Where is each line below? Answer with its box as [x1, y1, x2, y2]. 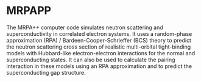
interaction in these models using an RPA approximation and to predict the [6, 62, 192, 70]
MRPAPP [6, 4, 52, 18]
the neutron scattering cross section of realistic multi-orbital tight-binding [6, 43, 191, 50]
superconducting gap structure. [6, 69, 86, 76]
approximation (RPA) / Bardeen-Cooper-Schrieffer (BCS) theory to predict [6, 36, 192, 44]
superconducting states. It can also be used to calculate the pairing [6, 56, 175, 63]
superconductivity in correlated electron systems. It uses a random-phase [6, 30, 192, 37]
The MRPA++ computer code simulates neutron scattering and [6, 24, 163, 31]
